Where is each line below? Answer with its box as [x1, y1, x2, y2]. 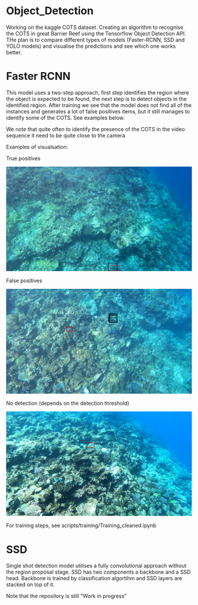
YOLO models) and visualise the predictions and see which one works [6, 43, 176, 50]
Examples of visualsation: [6, 143, 68, 150]
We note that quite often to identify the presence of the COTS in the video [6, 125, 185, 132]
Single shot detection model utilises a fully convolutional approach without [6, 562, 187, 570]
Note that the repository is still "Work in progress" [6, 593, 127, 600]
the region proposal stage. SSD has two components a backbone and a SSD [6, 568, 191, 575]
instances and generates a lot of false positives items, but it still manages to [6, 108, 190, 115]
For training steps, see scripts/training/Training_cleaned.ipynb [6, 522, 157, 529]
